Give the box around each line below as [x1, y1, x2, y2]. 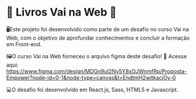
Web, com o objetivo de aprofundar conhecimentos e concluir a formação [6, 34, 190, 41]
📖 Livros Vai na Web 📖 [6, 5, 117, 19]
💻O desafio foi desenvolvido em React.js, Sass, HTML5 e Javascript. [6, 86, 179, 93]
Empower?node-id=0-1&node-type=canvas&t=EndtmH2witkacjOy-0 [6, 74, 176, 81]
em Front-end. [6, 40, 42, 47]
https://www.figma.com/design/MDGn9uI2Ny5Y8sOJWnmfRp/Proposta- [6, 67, 187, 74]
